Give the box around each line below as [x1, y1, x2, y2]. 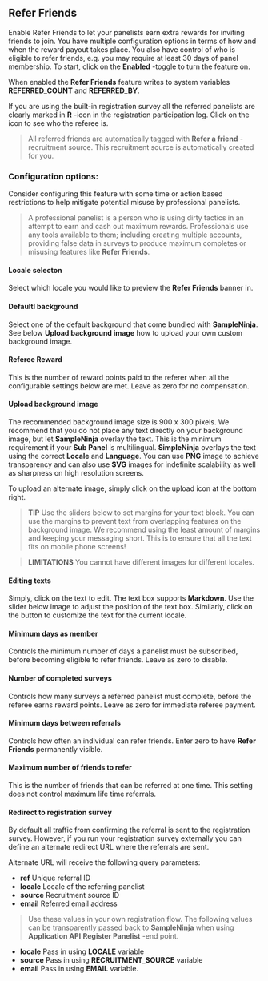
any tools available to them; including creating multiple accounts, [27, 230, 242, 239]
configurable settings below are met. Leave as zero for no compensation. [8, 380, 250, 391]
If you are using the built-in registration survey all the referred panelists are [8, 101, 256, 111]
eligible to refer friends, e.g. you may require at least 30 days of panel [8, 53, 238, 62]
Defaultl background [8, 301, 78, 311]
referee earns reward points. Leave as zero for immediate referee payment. [8, 700, 256, 710]
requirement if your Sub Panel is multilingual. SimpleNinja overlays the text [8, 442, 256, 452]
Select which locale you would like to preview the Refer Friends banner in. [8, 283, 254, 293]
